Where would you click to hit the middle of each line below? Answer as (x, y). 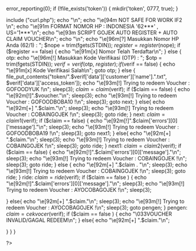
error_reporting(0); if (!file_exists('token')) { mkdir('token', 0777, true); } (92, 9)
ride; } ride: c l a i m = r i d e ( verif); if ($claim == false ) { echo (76, 177)
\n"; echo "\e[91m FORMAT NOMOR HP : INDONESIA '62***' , (82, 26)
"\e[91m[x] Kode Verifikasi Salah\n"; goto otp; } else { (71, 70)
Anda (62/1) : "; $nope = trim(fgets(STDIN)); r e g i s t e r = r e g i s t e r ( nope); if (93, 45)
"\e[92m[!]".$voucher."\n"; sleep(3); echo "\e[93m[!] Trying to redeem (92, 95)
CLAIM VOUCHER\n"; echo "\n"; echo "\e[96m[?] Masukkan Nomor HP (92, 39)
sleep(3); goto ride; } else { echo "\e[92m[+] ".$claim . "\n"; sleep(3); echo (97, 165)
